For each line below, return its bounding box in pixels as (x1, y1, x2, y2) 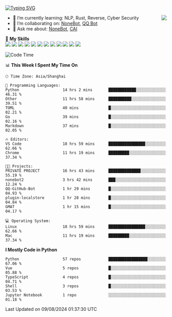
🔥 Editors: (5, 137, 29, 142)
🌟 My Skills (5, 36, 30, 42)
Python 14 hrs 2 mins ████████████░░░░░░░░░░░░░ (5, 87, 166, 92)
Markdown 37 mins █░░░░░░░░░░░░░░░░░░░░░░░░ (5, 123, 166, 128)
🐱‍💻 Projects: (5, 164, 33, 169)
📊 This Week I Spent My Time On (5, 62, 78, 68)
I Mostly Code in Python (5, 247, 57, 253)
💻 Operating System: (5, 218, 51, 223)
